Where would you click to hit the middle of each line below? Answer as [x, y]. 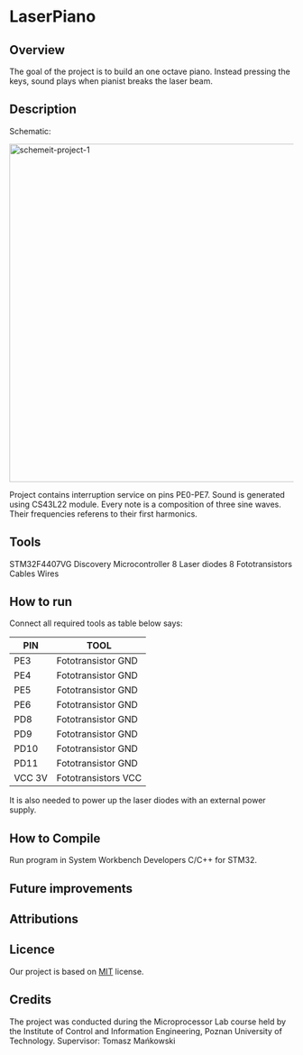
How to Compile [55, 838]
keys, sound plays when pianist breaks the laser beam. [111, 81]
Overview [37, 50]
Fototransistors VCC [99, 778]
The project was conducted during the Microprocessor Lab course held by [148, 1022]
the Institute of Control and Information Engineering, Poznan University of [146, 1031]
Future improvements [71, 889]
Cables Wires [34, 573]
